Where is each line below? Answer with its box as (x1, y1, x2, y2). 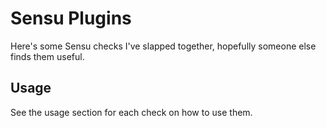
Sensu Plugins (10, 7, 132, 30)
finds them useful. (10, 50, 85, 62)
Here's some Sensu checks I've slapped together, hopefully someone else (10, 40, 317, 52)
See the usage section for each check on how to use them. (10, 106, 253, 118)
